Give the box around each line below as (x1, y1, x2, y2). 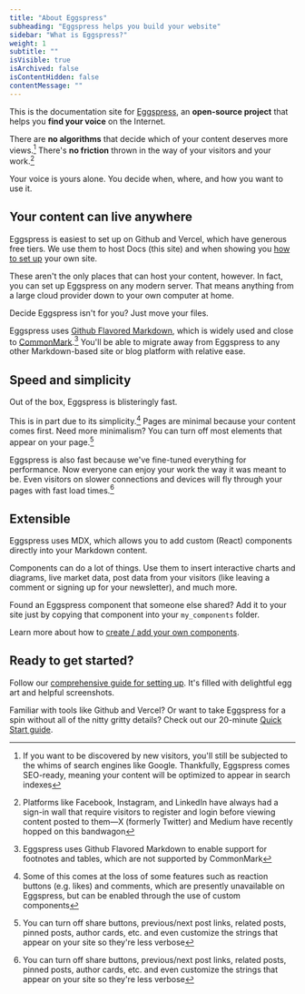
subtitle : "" (9, 47, 59, 56)
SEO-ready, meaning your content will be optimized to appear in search (22, 769, 290, 780)
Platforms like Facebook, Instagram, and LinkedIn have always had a (22, 796, 279, 807)
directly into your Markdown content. (9, 545, 148, 555)
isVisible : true (9, 56, 71, 65)
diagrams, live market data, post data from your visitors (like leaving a (9, 573, 271, 583)
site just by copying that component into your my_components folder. (9, 609, 261, 620)
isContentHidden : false (9, 73, 100, 82)
